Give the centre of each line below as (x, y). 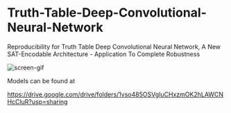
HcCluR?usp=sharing (37, 101)
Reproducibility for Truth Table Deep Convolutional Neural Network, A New (114, 46)
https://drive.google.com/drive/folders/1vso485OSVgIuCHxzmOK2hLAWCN (115, 94)
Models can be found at (41, 80)
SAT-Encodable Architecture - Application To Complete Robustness (104, 54)
